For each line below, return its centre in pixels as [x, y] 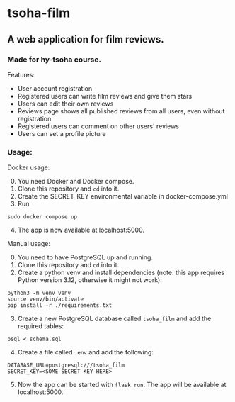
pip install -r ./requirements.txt [60, 306]
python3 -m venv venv [39, 293]
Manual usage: [29, 244]
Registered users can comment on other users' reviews [98, 126]
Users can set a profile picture [62, 133]
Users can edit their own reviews [65, 104]
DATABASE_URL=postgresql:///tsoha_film [66, 365]
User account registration [55, 88]
